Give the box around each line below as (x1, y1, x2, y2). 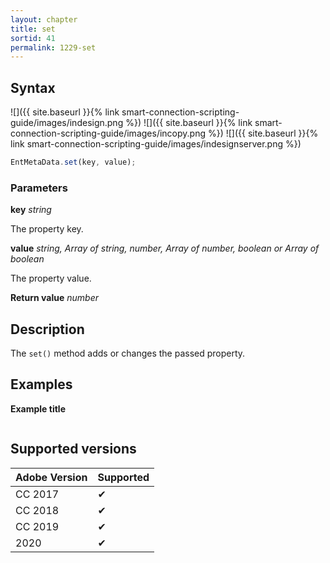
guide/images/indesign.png (10, 117, 124, 129)
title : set (10, 24, 56, 34)
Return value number (10, 292, 99, 304)
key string (10, 204, 52, 216)
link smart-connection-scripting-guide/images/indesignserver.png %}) (10, 138, 302, 150)
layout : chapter (10, 14, 78, 25)
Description (10, 321, 85, 338)
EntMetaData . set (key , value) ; (10, 157, 137, 168)
